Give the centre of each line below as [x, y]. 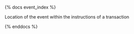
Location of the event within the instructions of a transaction [67, 17]
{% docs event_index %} [30, 7]
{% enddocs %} [21, 26]
